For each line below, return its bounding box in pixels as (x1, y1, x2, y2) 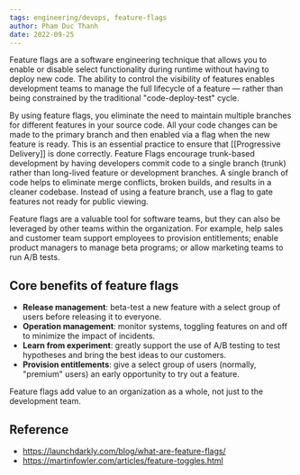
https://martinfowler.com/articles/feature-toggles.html (22, 455, 223, 466)
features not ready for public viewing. (9, 196, 149, 207)
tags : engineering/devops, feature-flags (9, 13, 168, 22)
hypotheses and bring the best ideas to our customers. (22, 350, 227, 361)
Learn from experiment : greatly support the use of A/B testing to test (22, 340, 281, 351)
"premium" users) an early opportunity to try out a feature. (22, 369, 241, 380)
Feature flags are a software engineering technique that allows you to (9, 55, 268, 66)
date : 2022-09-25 (9, 30, 75, 39)
